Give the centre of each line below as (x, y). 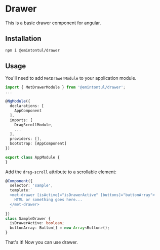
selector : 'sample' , (31, 186)
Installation (23, 39)
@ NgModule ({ (18, 102)
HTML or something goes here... (48, 200)
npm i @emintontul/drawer (32, 50)
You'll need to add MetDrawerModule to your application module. (71, 78)
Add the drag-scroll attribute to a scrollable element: (61, 172)
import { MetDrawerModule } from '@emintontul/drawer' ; (65, 87)
